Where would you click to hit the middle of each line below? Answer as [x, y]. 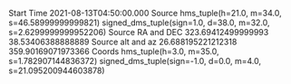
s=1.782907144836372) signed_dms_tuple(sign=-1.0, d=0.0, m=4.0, [135, 61]
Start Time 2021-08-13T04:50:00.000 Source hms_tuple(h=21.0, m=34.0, [145, 13]
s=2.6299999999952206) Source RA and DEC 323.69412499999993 [139, 32]
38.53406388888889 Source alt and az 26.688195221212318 [123, 42]
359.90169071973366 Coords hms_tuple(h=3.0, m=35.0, [114, 51]
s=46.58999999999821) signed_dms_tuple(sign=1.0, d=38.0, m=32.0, [139, 23]
